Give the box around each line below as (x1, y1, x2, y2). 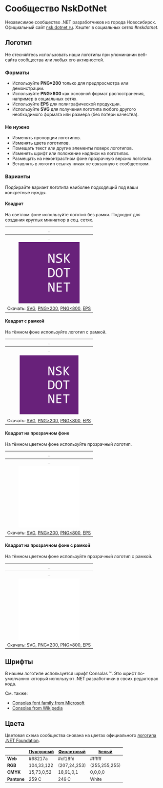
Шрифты (5, 658, 33, 666)
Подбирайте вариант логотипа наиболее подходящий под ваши (5, 184, 138, 190)
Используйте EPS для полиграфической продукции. (12, 101, 121, 107)
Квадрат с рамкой (5, 318, 45, 324)
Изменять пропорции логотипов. (12, 135, 81, 141)
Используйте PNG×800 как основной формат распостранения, (12, 91, 145, 97)
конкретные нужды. (5, 189, 47, 195)
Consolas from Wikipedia (12, 705, 63, 711)
